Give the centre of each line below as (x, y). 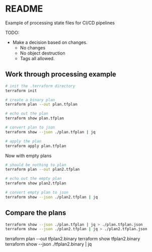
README (24, 9)
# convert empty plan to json (37, 192)
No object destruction (43, 53)
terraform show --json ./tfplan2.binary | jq (49, 244)
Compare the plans (36, 213)
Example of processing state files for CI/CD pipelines (60, 23)
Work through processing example (61, 74)
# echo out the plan (27, 114)
